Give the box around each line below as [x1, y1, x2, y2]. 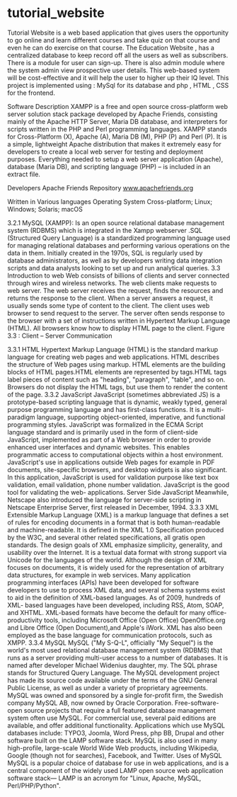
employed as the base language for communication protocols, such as [7, 631, 212, 639]
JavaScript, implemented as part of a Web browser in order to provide [7, 435, 212, 444]
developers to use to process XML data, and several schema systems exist [7, 585, 226, 594]
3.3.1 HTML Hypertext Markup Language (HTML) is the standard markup [7, 345, 219, 353]
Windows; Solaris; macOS [7, 205, 83, 213]
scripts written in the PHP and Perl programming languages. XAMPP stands [7, 125, 228, 133]
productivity [7, 616, 42, 624]
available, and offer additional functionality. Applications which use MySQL [7, 721, 226, 730]
